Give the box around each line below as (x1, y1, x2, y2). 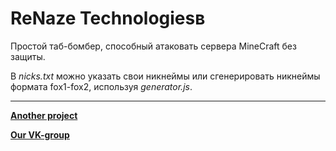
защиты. (10, 50, 46, 62)
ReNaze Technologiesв (10, 7, 206, 30)
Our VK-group (10, 128, 70, 141)
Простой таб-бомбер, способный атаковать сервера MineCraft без (10, 40, 297, 52)
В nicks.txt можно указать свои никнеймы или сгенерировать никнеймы (10, 70, 321, 82)
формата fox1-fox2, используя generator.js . (10, 80, 193, 92)
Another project (10, 109, 78, 121)
